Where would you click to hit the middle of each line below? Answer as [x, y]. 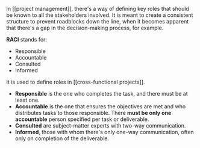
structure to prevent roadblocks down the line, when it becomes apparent [98, 21]
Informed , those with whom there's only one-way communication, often [104, 132]
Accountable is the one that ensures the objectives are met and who [100, 106]
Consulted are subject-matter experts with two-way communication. [100, 125]
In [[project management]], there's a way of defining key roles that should [98, 9]
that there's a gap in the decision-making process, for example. [85, 28]
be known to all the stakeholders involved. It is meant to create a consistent [100, 15]
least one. [27, 100]
